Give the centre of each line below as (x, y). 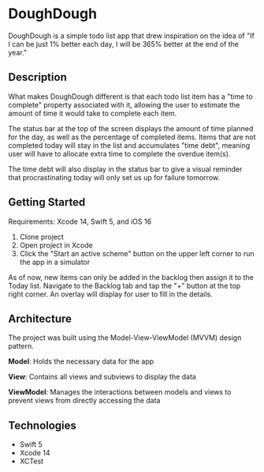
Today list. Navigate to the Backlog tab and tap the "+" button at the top (125, 285)
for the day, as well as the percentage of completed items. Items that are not (132, 137)
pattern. (21, 346)
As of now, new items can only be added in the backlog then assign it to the (131, 277)
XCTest (32, 461)
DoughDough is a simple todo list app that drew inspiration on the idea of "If (131, 36)
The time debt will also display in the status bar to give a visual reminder (125, 169)
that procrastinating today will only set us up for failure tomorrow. (114, 177)
